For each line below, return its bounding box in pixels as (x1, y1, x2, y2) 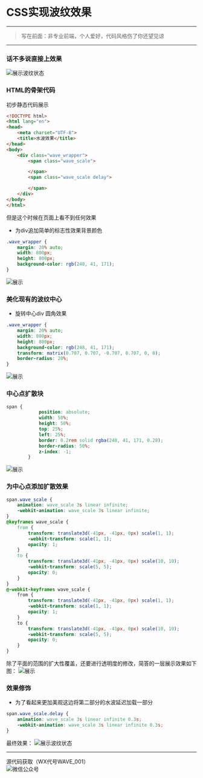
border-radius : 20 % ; (17, 356, 69, 362)
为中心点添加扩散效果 (6, 483, 68, 491)
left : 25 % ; (38, 431, 66, 438)
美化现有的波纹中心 (6, 295, 62, 303)
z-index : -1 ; (38, 448, 71, 455)
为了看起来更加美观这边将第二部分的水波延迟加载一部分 (14, 699, 153, 706)
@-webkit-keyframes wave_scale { (6, 587, 91, 593)
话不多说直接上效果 (6, 54, 62, 63)
